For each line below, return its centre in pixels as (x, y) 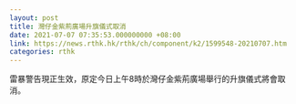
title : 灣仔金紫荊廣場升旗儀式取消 (68, 26)
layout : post (34, 18)
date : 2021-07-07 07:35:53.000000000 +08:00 (95, 35)
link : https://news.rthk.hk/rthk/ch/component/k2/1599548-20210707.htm (148, 43)
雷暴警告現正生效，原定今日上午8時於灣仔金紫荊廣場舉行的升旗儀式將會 (143, 79)
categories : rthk (42, 52)
